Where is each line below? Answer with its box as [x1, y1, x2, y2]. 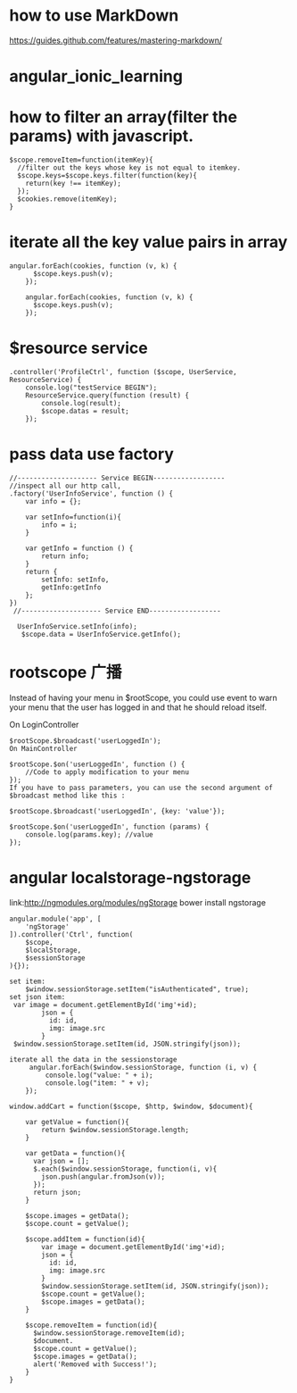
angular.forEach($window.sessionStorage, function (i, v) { [29, 1063, 257, 1072]
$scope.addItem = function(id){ [25, 1234, 145, 1244]
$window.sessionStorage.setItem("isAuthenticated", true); [25, 984, 250, 994]
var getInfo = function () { [25, 544, 134, 553]
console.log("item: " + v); [45, 1078, 150, 1088]
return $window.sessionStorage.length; [41, 1125, 190, 1134]
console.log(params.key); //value [25, 830, 153, 839]
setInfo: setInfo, [41, 575, 110, 584]
